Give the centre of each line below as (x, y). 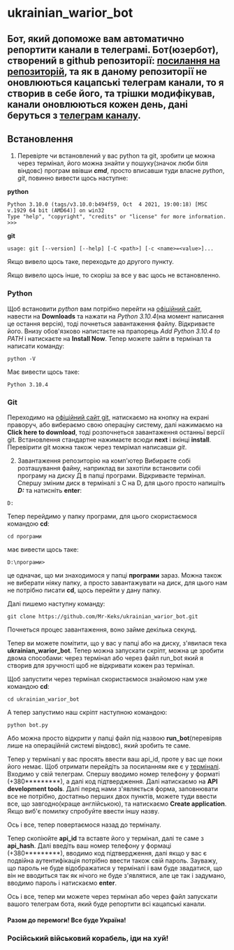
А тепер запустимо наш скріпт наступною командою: (87, 712)
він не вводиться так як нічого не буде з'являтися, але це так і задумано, (117, 875)
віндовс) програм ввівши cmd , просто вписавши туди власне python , (121, 171)
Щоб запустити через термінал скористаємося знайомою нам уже (107, 679)
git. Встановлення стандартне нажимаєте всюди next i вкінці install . (109, 440)
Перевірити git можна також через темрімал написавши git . (97, 447)
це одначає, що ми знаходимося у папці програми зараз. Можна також (115, 575)
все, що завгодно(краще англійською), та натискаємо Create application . (117, 804)
